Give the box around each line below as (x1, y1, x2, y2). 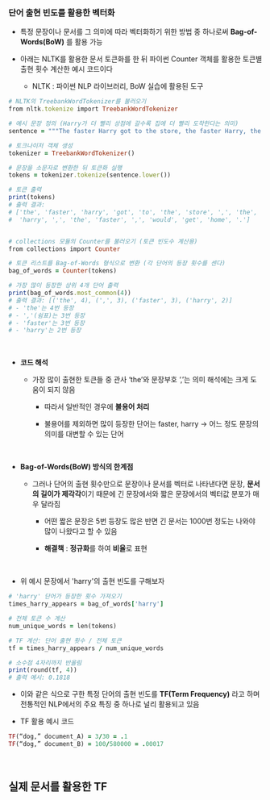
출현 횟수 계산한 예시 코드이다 (19, 65, 113, 74)
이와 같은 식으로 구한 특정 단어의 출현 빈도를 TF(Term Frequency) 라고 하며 (19, 690, 260, 699)
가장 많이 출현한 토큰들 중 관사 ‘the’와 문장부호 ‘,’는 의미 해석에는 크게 (31, 375, 248, 385)
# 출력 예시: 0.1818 (8, 673, 71, 682)
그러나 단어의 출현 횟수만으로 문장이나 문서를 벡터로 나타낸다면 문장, (31, 479, 246, 489)
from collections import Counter (8, 244, 121, 253)
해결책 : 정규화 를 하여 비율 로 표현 (44, 544, 147, 553)
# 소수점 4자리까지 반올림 (8, 659, 82, 667)
